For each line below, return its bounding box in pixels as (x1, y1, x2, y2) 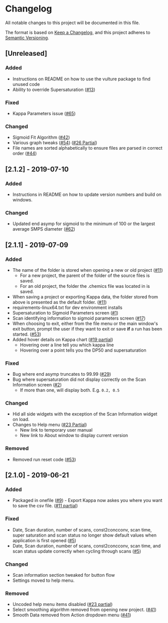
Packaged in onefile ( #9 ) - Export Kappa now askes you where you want (12, 497, 162, 503)
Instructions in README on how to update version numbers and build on (12, 191, 162, 197)
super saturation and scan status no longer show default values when (12, 532, 157, 538)
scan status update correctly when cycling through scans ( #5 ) (12, 548, 141, 554)
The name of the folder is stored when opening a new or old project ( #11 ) (12, 267, 163, 273)
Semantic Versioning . (5, 35, 49, 41)
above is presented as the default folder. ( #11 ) (12, 299, 107, 305)
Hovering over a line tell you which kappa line (20, 342, 114, 348)
